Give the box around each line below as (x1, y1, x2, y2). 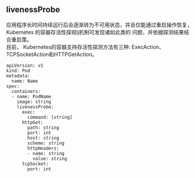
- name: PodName (11, 93, 51, 99)
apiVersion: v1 (6, 62, 44, 69)
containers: (11, 88, 41, 94)
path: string (27, 124, 60, 131)
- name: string (27, 150, 65, 156)
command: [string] (27, 114, 73, 120)
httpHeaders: (27, 145, 60, 151)
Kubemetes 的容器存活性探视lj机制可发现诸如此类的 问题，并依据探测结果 (6, 28, 184, 35)
